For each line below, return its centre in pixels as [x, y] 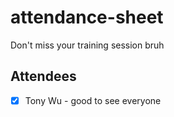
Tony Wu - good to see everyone [93, 100]
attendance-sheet [87, 17]
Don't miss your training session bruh [87, 45]
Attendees [43, 76]
